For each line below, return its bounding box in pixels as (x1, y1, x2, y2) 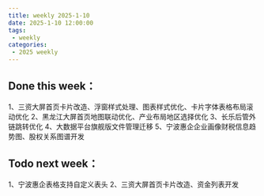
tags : (8, 26, 26, 34)
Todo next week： (8, 157, 99, 171)
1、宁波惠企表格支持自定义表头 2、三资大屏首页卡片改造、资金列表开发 (8, 179, 239, 189)
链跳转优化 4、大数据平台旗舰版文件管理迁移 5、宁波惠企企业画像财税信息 (8, 122, 250, 131)
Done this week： (8, 80, 96, 93)
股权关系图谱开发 (28, 131, 85, 141)
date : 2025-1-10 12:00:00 (8, 19, 93, 27)
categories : (8, 41, 47, 49)
